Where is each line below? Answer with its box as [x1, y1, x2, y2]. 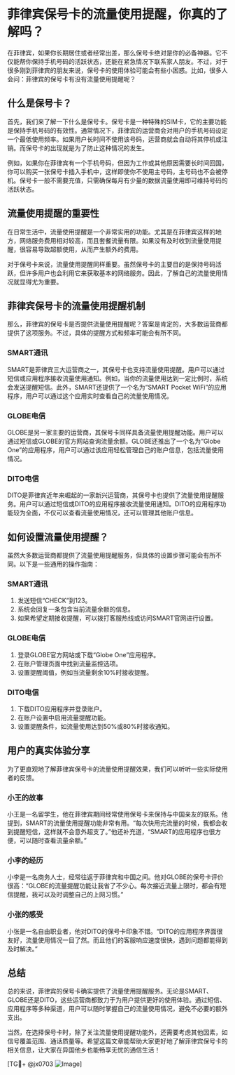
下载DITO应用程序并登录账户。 [17, 704, 106, 713]
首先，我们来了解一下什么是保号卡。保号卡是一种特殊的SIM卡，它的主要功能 [7, 117, 227, 126]
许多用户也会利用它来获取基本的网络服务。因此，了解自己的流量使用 [25, 268, 222, 277]
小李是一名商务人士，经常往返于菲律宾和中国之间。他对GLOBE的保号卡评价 [7, 873, 224, 881]
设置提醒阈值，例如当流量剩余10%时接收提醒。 [17, 668, 153, 676]
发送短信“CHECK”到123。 [17, 596, 92, 605]
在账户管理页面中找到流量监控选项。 [17, 659, 122, 668]
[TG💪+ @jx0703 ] [7, 1060, 83, 1068]
